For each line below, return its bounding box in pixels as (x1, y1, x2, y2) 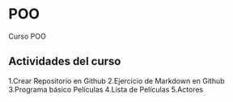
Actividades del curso (8, 55, 121, 68)
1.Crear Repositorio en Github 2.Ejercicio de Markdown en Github (8, 75, 225, 85)
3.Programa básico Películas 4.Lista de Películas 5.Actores (8, 84, 204, 94)
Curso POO (8, 31, 46, 41)
